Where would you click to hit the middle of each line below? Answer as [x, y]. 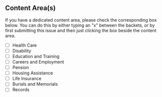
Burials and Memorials [35, 84]
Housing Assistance [33, 73]
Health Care [24, 45]
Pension [20, 67]
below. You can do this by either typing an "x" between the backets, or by [80, 25]
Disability [21, 51]
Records [21, 90]
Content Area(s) [30, 8]
